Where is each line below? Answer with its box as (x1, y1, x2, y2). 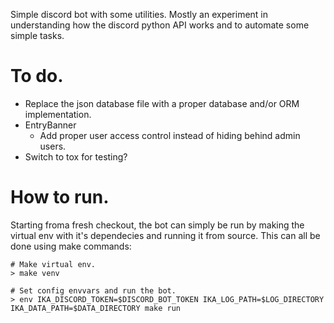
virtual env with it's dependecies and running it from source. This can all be (10, 229, 321, 241)
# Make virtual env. (10, 259, 97, 269)
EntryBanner (24, 119, 77, 131)
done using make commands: (10, 240, 132, 252)
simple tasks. (10, 30, 65, 41)
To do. (10, 65, 64, 88)
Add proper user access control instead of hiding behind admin (39, 129, 301, 141)
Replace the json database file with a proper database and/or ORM (24, 97, 300, 109)
